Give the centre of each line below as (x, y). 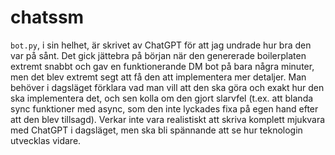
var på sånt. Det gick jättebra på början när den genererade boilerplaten (158, 55)
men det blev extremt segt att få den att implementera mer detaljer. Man (158, 77)
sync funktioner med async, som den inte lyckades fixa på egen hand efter (164, 108)
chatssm (47, 17)
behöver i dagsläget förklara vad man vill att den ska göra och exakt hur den (167, 87)
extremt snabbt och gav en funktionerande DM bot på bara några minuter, (162, 66)
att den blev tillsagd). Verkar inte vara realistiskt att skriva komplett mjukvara (168, 119)
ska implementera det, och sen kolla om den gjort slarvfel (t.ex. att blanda (162, 98)
